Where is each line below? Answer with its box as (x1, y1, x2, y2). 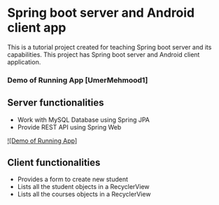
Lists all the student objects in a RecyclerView (17, 183, 150, 191)
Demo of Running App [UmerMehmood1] (7, 75, 148, 85)
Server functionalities (7, 97, 104, 109)
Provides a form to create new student (17, 175, 128, 183)
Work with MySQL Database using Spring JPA (17, 115, 150, 124)
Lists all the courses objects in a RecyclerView (17, 190, 151, 199)
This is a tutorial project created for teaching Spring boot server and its (7, 43, 212, 51)
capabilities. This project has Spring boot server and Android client (7, 50, 200, 59)
